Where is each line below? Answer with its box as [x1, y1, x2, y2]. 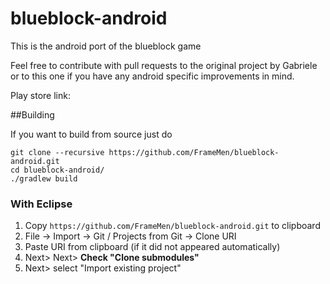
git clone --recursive [10, 147, 105, 157]
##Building [10, 108, 55, 121]
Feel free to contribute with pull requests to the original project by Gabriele [10, 59, 318, 71]
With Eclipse [10, 197, 73, 211]
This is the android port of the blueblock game [10, 40, 202, 52]
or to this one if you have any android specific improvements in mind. [10, 70, 295, 82]
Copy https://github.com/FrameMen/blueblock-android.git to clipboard [24, 220, 321, 232]
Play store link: [10, 89, 71, 101]
